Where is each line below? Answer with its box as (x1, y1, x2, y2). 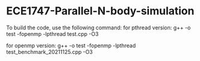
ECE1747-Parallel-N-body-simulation (6, 4, 195, 18)
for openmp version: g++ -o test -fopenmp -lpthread (6, 42, 136, 49)
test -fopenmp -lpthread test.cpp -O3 (6, 30, 99, 37)
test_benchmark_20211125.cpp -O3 (6, 48, 93, 55)
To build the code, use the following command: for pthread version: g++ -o (6, 24, 191, 31)
